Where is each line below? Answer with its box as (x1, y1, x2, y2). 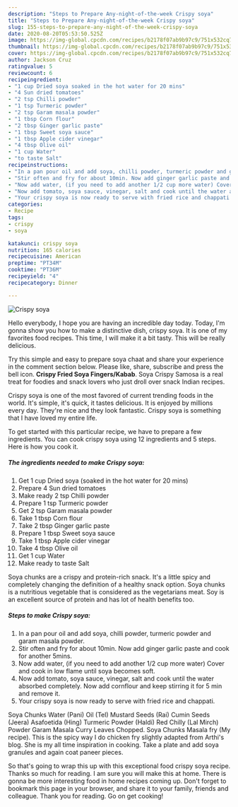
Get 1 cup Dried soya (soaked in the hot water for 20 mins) (18, 476, 189, 485)
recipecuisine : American (8, 253, 81, 260)
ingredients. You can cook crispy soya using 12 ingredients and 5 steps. (8, 435, 217, 443)
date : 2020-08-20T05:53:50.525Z (8, 30, 103, 37)
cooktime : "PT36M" (8, 266, 62, 273)
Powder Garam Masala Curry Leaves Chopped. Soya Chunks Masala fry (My (8, 725, 231, 734)
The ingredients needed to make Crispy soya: (8, 459, 145, 467)
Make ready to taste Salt (18, 559, 90, 567)
